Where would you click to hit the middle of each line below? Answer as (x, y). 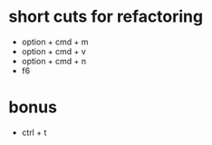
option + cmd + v (54, 51)
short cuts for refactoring (106, 17)
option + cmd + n (54, 61)
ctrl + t (34, 132)
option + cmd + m (55, 42)
